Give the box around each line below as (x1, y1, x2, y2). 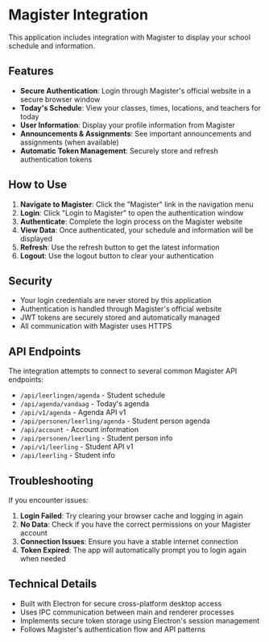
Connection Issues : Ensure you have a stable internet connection (19, 537, 239, 546)
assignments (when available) (19, 137, 119, 147)
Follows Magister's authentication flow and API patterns (19, 624, 205, 634)
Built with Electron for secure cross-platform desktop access (19, 598, 222, 608)
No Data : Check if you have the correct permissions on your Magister (19, 519, 251, 529)
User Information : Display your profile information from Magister (19, 120, 236, 130)
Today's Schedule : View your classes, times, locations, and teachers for (19, 103, 262, 112)
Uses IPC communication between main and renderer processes (19, 607, 235, 617)
